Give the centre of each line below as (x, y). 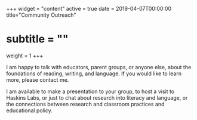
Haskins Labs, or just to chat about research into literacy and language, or (97, 97)
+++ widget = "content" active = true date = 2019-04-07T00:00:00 (89, 9)
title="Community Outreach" (41, 15)
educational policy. (29, 110)
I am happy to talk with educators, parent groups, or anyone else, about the (99, 67)
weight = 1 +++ (25, 56)
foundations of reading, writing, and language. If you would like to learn (94, 73)
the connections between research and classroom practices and (85, 104)
